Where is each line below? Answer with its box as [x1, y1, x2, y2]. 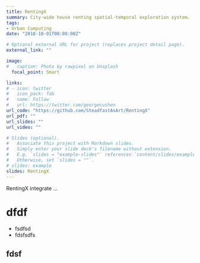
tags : [6, 20, 20, 26]
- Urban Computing [6, 25, 52, 32]
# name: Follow [6, 97, 49, 103]
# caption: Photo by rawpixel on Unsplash [6, 63, 118, 69]
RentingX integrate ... [6, 184, 58, 191]
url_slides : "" [6, 119, 44, 125]
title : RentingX [6, 8, 46, 15]
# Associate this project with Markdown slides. [6, 141, 135, 147]
